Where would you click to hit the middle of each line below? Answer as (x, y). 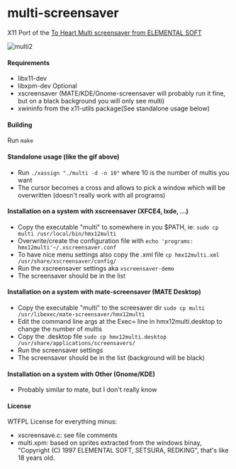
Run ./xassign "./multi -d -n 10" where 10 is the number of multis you (123, 172)
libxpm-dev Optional (47, 86)
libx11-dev (32, 79)
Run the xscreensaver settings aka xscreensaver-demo (96, 268)
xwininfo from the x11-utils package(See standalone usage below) (114, 108)
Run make (21, 140)
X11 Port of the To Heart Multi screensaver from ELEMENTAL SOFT (105, 33)
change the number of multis (60, 329)
